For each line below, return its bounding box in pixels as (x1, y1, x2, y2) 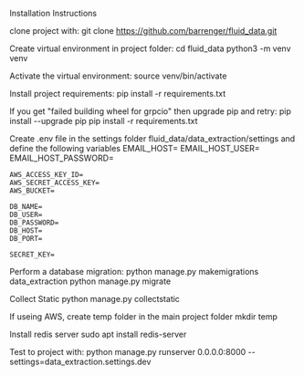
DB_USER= (9, 210, 43, 219)
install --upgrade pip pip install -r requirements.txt (9, 116, 198, 126)
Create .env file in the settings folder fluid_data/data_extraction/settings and (9, 133, 296, 144)
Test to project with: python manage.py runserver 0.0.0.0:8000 (9, 347, 246, 357)
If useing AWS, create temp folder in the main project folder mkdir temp (9, 311, 278, 322)
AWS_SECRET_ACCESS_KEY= (9, 178, 100, 187)
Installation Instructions (9, 8, 98, 18)
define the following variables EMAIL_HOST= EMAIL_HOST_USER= (9, 143, 260, 153)
